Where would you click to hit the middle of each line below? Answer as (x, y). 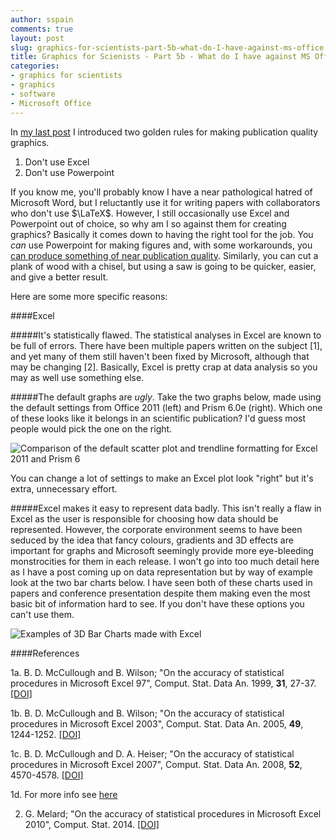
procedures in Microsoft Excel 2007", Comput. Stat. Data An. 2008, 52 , (156, 764)
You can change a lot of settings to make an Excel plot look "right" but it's (162, 478)
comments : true (42, 29)
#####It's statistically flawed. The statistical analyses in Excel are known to (166, 335)
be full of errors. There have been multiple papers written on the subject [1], (166, 345)
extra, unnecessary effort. (64, 488)
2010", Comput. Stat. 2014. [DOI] (92, 824)
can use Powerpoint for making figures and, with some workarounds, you (161, 245)
